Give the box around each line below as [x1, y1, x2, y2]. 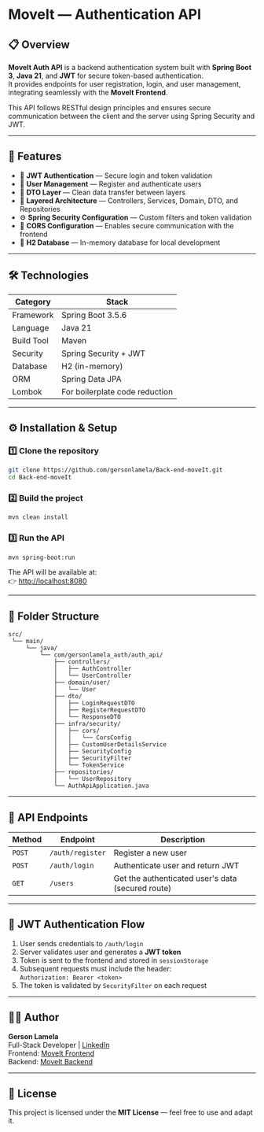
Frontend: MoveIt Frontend [8, 1049, 94, 1058]
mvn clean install [8, 513, 68, 521]
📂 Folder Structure [8, 609, 100, 623]
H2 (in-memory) [61, 361, 123, 372]
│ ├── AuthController [53, 665, 132, 673]
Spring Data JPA [61, 373, 122, 384]
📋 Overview [8, 38, 71, 51]
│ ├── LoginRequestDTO [53, 699, 135, 708]
